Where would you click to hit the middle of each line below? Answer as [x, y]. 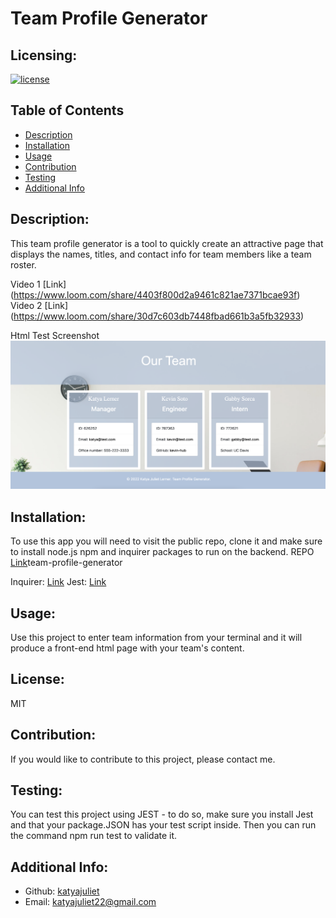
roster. [23, 264]
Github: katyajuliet [62, 891]
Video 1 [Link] [38, 284]
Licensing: [44, 55]
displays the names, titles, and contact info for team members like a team [161, 254]
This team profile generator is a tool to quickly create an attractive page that [167, 243]
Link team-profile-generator [66, 563]
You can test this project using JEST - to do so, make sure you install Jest [162, 814]
